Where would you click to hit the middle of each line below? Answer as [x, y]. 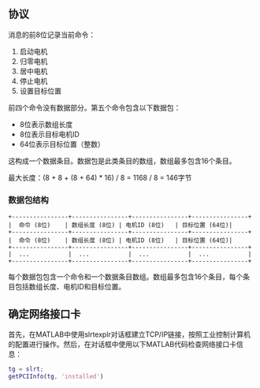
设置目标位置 [40, 91]
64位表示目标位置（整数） [62, 144]
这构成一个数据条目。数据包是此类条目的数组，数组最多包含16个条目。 [122, 161]
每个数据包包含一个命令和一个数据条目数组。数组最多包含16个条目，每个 [126, 277]
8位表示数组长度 [46, 124]
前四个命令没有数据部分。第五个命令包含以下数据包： [95, 107]
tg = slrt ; [26, 369]
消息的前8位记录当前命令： [52, 35]
